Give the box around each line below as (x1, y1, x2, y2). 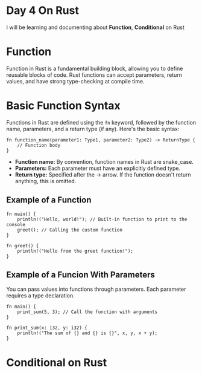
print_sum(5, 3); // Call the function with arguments (17, 309, 158, 315)
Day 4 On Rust (6, 4, 80, 18)
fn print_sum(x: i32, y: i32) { (6, 325, 87, 331)
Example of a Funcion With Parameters (6, 270, 156, 280)
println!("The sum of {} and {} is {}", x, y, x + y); (17, 330, 158, 336)
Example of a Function (6, 195, 92, 206)
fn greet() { (6, 242, 39, 248)
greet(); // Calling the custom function (17, 227, 122, 233)
